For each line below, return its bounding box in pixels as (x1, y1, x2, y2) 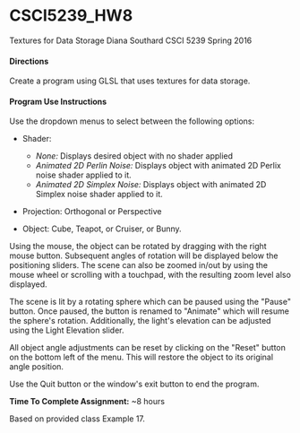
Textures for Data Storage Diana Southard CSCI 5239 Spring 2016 (9, 35, 253, 46)
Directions (9, 56, 49, 66)
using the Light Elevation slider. (9, 325, 124, 336)
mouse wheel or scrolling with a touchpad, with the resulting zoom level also (9, 270, 291, 281)
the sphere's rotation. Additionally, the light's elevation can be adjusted (9, 316, 271, 326)
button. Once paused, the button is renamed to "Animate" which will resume (9, 306, 289, 316)
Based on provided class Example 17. (9, 413, 146, 424)
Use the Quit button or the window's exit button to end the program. (9, 378, 260, 390)
